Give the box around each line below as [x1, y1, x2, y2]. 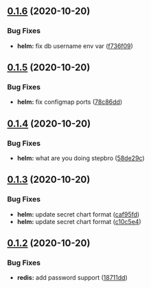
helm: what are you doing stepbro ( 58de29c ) [16, 154, 146, 162]
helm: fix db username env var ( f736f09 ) [16, 41, 134, 50]
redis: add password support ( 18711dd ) [16, 274, 128, 282]
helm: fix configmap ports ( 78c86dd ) [16, 98, 122, 106]
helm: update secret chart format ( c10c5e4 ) [16, 217, 142, 225]
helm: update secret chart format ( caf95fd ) [16, 210, 140, 219]
